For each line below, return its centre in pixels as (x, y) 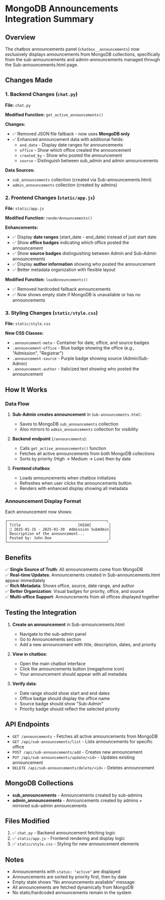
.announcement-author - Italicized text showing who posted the (76, 369)
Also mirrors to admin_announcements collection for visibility (79, 429)
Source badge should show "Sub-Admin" (61, 703)
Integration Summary (49, 19)
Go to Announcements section (50, 639)
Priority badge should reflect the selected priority (70, 709)
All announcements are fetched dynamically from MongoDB (73, 887)
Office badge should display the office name (65, 698)
